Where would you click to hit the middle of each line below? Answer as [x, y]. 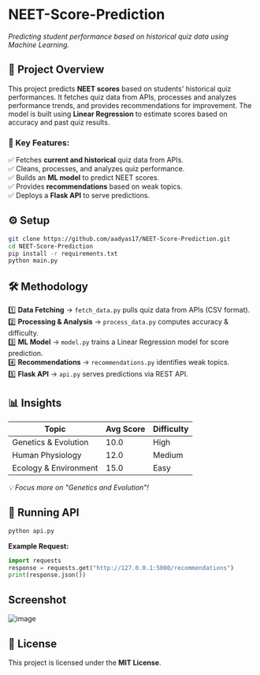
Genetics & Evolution [50, 442]
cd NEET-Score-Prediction [50, 246]
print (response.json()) [47, 575]
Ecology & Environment [55, 467]
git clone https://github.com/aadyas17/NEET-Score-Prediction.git [119, 238]
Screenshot [37, 600]
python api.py [32, 531]
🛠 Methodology [48, 286]
